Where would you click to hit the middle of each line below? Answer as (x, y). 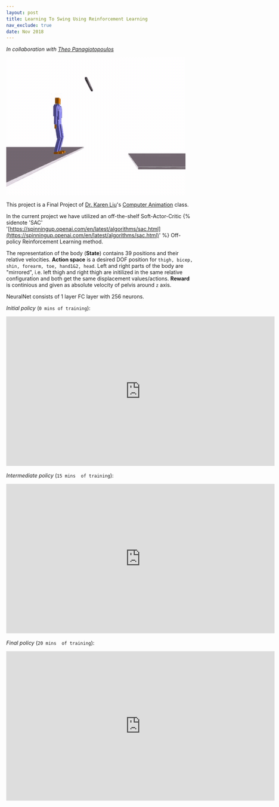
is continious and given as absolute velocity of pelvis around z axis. (89, 285)
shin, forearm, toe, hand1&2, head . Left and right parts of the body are (95, 266)
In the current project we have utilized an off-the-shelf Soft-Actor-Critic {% (98, 216)
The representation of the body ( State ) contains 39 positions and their (92, 253)
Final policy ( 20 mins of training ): (50, 643)
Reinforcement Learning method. (63, 242)
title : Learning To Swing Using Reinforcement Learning (77, 19)
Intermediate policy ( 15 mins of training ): (60, 476)
